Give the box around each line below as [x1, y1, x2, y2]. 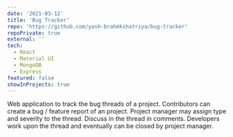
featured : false [7, 74, 54, 82]
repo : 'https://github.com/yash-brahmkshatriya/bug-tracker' [7, 23, 188, 30]
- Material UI [13, 55, 54, 62]
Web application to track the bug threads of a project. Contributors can [7, 100, 211, 108]
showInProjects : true [7, 81, 70, 88]
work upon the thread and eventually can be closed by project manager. [7, 122, 214, 130]
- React [13, 49, 36, 56]
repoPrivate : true [7, 29, 61, 37]
